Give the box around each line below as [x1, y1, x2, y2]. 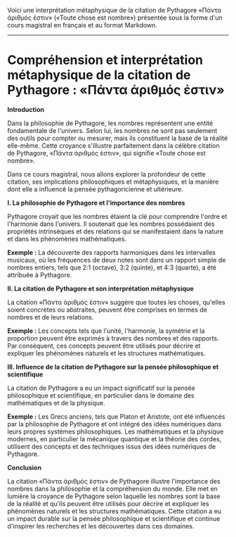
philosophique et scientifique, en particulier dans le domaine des [7, 391, 195, 400]
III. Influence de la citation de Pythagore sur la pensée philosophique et [7, 362, 219, 371]
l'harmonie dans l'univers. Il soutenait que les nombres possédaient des [7, 220, 216, 228]
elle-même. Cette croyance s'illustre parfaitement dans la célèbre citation [7, 141, 220, 150]
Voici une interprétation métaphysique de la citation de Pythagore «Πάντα [7, 6, 222, 14]
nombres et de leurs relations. [7, 312, 94, 321]
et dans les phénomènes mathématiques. [7, 234, 127, 243]
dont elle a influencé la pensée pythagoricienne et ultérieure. [7, 184, 184, 193]
